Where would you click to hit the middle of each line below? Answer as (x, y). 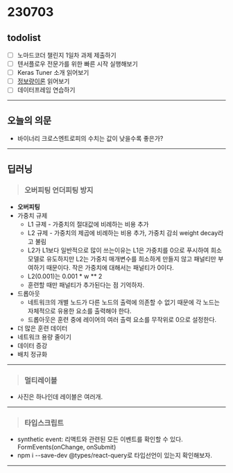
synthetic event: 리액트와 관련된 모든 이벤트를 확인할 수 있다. (100, 439)
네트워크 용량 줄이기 (44, 336)
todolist (24, 38)
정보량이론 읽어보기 (43, 81)
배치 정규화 (32, 354)
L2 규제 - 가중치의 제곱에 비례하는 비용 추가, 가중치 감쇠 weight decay (123, 232)
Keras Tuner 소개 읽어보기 (53, 73)
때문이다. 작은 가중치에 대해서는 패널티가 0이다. (110, 267)
